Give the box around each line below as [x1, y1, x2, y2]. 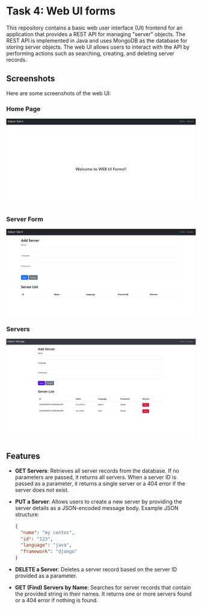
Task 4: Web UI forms [6, 4, 116, 18]
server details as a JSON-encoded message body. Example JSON [14, 504, 179, 511]
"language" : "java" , [20, 542, 72, 549]
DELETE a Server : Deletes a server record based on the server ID [14, 566, 177, 573]
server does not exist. [14, 486, 69, 493]
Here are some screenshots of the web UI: [6, 89, 111, 97]
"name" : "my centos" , [20, 529, 75, 535]
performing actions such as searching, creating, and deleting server [6, 49, 175, 57]
